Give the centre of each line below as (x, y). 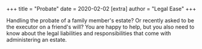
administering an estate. (37, 40)
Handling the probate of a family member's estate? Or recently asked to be (100, 20)
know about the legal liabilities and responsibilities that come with (89, 33)
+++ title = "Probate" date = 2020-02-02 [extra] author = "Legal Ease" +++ (101, 9)
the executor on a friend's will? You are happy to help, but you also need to (100, 27)
